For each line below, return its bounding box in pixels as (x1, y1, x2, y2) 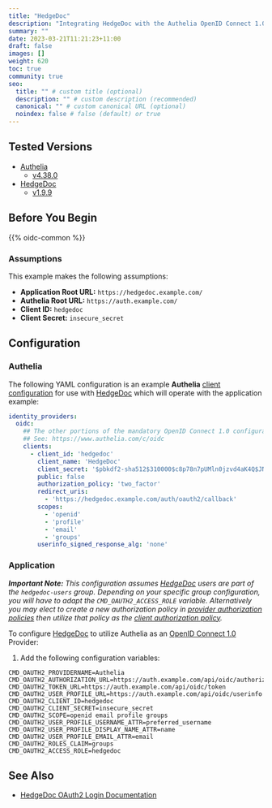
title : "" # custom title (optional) (15, 87, 143, 96)
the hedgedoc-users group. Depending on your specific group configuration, (8, 586, 261, 597)
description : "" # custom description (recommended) (15, 95, 198, 103)
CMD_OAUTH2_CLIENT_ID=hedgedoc (8, 697, 114, 705)
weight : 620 (8, 58, 49, 66)
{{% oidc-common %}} (8, 232, 86, 242)
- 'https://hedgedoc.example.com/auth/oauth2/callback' (44, 495, 237, 503)
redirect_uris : (37, 488, 89, 496)
